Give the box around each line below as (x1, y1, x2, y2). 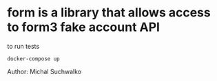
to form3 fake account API (7, 19, 161, 35)
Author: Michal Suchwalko (7, 67, 81, 76)
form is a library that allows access (7, 5, 211, 21)
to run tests (7, 42, 40, 50)
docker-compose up (7, 55, 60, 62)
